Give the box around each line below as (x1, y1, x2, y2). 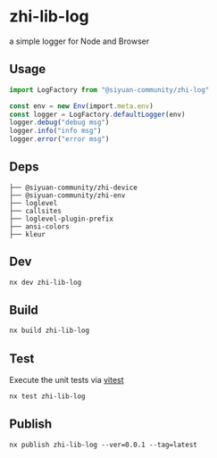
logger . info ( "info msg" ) (9, 127, 102, 136)
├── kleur (9, 229, 46, 238)
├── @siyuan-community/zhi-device (9, 183, 138, 192)
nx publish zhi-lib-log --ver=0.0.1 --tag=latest (9, 440, 198, 449)
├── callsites (9, 206, 63, 215)
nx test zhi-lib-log (9, 392, 87, 401)
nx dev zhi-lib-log (9, 278, 82, 287)
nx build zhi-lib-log (9, 326, 90, 336)
